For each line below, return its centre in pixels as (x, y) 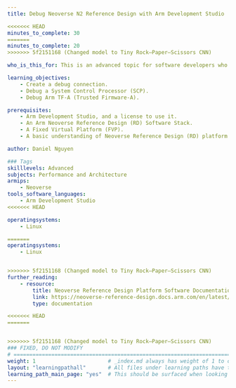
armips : (19, 181)
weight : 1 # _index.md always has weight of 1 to (116, 361)
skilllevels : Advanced (40, 168)
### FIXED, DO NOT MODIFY (45, 348)
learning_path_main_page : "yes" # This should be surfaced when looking (118, 374)
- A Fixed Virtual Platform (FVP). (72, 130)
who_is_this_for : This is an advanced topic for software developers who (118, 65)
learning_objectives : (39, 78)
